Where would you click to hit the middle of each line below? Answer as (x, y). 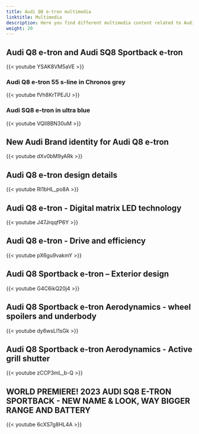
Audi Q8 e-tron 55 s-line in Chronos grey (66, 82)
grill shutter (28, 358)
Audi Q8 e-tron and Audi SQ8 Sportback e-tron (95, 52)
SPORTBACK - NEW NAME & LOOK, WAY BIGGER (98, 401)
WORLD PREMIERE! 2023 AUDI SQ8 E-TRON (89, 391)
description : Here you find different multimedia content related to (94, 23)
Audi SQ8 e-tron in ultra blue (48, 111)
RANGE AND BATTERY (48, 410)
